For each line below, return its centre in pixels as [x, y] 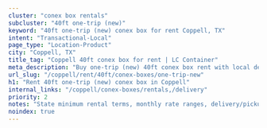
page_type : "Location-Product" [60, 45]
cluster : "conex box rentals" [58, 16]
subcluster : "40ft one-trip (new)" [67, 23]
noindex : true [32, 112]
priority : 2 [28, 97]
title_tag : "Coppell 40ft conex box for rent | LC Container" [113, 60]
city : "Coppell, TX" [43, 52]
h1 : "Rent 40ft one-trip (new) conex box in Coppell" [99, 82]
